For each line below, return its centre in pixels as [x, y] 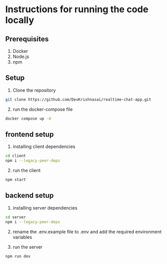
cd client [16, 156]
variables [22, 237]
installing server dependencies [45, 208]
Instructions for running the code [77, 9]
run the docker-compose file [43, 109]
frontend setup [30, 134]
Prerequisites [27, 39]
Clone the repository [34, 90]
